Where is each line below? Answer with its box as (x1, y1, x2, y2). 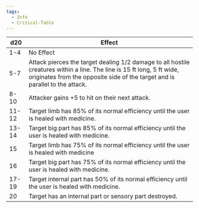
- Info (11, 14, 28, 20)
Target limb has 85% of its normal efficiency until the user (28, 107, 190, 116)
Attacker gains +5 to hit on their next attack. (28, 94, 151, 102)
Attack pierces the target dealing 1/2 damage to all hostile (28, 58, 190, 66)
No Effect (28, 49, 55, 57)
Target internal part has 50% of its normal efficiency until (28, 175, 188, 184)
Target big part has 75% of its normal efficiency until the (28, 158, 186, 167)
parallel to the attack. (28, 81, 87, 89)
